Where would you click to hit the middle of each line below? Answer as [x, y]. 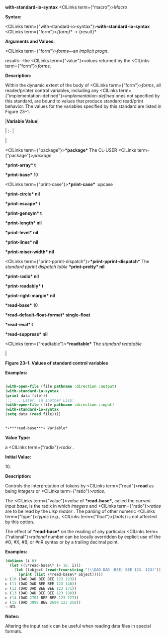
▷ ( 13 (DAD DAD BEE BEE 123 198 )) [41, 593]
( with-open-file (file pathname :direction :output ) [61, 386]
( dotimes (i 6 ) [21, 561]
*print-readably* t [24, 286]
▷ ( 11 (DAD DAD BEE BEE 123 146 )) [41, 584]
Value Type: [18, 438]
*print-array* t [21, 165]
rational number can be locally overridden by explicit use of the [96, 537]
